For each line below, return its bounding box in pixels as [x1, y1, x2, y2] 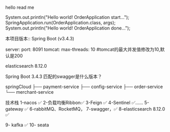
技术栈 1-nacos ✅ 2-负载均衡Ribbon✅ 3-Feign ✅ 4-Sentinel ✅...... [5, 99, 143, 105]
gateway [5, 106, 24, 112]
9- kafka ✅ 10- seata [5, 122, 50, 128]
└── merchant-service [5, 89, 54, 95]
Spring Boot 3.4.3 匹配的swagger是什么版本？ [5, 73, 102, 80]
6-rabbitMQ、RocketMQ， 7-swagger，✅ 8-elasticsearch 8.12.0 [29, 106, 165, 112]
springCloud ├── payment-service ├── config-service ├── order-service [5, 84, 163, 90]
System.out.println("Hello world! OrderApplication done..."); [5, 25, 131, 31]
